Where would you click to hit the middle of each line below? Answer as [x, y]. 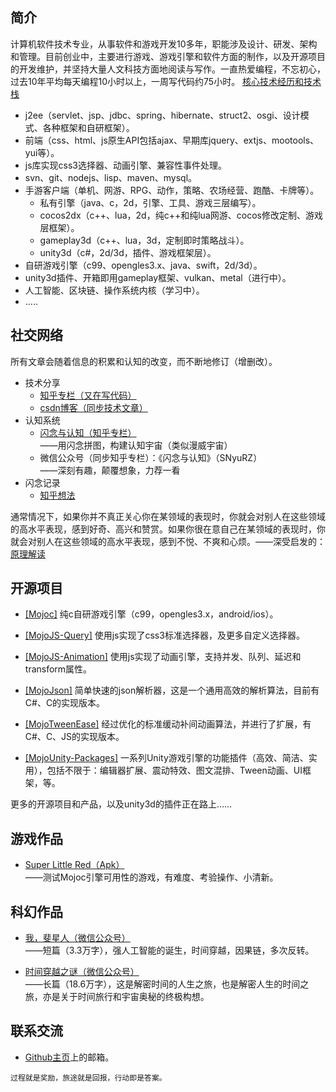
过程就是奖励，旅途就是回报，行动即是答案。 [88, 1078]
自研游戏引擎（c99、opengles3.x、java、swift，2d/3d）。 [143, 265]
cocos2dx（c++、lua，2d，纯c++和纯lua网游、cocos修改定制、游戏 [181, 215]
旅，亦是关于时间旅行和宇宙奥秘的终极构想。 [117, 997]
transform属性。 [58, 669]
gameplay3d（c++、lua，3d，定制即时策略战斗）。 [144, 240]
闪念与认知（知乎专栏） [88, 432]
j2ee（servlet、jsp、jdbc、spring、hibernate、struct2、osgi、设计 [162, 115]
